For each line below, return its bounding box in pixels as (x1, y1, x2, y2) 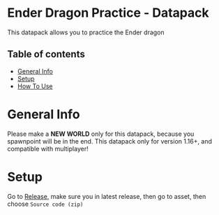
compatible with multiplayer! (7, 144, 89, 153)
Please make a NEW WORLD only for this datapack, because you (7, 130, 195, 138)
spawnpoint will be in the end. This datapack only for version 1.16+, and (7, 137, 213, 145)
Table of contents (7, 48, 85, 60)
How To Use (17, 82, 53, 90)
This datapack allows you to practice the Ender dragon (7, 28, 165, 36)
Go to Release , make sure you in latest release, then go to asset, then (7, 192, 206, 200)
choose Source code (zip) (7, 200, 84, 208)
